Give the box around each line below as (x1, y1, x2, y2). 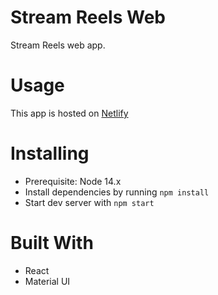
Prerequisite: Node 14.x (24, 175, 122, 187)
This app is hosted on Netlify (10, 107, 129, 119)
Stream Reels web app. (10, 39, 106, 51)
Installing (10, 142, 90, 165)
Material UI (24, 275, 71, 287)
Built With (10, 232, 94, 254)
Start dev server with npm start (24, 196, 155, 208)
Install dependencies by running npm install (24, 186, 210, 198)
